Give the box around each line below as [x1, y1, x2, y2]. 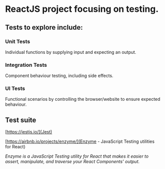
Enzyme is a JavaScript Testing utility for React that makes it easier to [5, 153, 149, 159]
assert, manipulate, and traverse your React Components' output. [5, 159, 140, 165]
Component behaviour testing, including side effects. [5, 73, 113, 79]
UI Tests [5, 85, 26, 92]
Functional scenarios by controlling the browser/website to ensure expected [5, 96, 161, 102]
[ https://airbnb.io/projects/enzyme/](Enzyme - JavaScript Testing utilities [5, 138, 155, 144]
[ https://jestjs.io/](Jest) [5, 129, 53, 135]
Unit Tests [5, 38, 31, 45]
